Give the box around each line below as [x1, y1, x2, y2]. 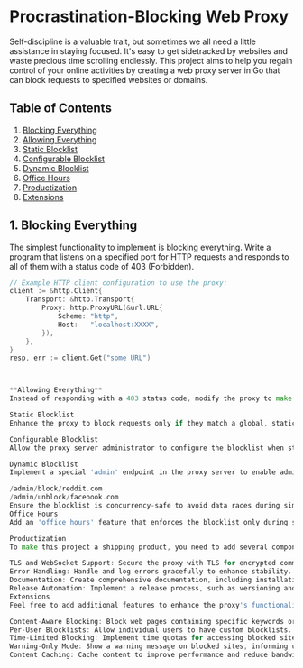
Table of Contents [9, 101, 113, 116]
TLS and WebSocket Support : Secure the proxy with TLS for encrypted [9, 559, 277, 568]
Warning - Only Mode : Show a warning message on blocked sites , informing [9, 642, 289, 651]
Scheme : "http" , [57, 312, 119, 321]
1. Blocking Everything [9, 218, 138, 233]
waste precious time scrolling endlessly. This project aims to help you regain [9, 55, 293, 66]
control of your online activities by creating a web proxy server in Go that [9, 65, 280, 76]
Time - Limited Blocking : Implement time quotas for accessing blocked [9, 634, 277, 643]
